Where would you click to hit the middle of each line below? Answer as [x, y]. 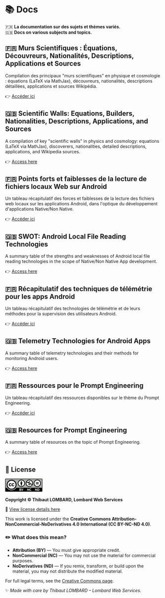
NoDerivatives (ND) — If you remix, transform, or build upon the [78, 566]
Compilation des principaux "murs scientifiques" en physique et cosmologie [83, 75]
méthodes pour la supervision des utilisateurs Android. [61, 314]
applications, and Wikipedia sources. [43, 151]
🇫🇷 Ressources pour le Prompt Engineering [74, 386]
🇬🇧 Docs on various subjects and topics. [49, 32]
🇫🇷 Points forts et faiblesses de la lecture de [76, 179]
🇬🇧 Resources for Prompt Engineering [66, 430]
